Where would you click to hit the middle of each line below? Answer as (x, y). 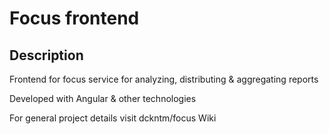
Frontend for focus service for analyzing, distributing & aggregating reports (164, 79)
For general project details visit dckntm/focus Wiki (113, 118)
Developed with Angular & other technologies (103, 98)
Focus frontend (74, 18)
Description (46, 55)
